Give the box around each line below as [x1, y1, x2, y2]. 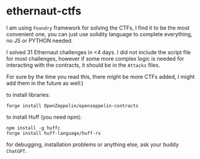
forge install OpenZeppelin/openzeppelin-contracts [6, 102, 139, 109]
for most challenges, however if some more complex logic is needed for [6, 55, 185, 62]
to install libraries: [6, 91, 50, 98]
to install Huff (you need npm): [6, 113, 83, 120]
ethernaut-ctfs [6, 4, 81, 18]
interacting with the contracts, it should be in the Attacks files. [6, 61, 160, 69]
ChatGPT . [6, 147, 27, 154]
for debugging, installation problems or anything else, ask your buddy [6, 140, 179, 148]
